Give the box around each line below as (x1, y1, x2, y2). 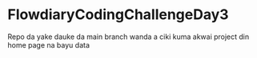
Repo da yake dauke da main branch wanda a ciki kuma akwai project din (7, 32, 250, 41)
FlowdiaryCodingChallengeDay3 (7, 6, 229, 24)
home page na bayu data (7, 40, 90, 49)
